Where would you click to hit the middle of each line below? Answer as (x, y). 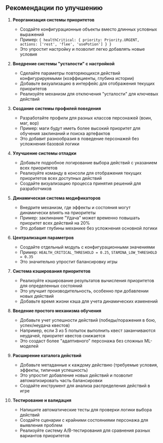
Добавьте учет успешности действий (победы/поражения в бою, (88, 320)
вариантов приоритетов (45, 435)
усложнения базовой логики (50, 144)
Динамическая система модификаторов (57, 198)
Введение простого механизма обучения (57, 310)
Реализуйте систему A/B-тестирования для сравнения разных (85, 430)
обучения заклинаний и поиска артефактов (65, 133)
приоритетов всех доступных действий (61, 178)
